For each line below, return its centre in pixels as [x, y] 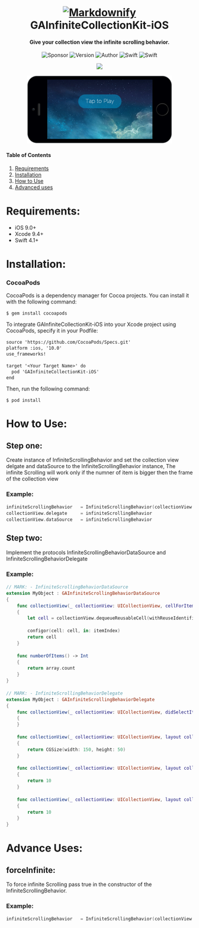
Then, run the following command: [48, 389]
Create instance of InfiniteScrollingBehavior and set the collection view [93, 460]
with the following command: [41, 302]
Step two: [24, 538]
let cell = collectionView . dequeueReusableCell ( [89, 618]
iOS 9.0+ [25, 228]
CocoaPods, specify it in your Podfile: [52, 331]
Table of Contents [29, 155]
